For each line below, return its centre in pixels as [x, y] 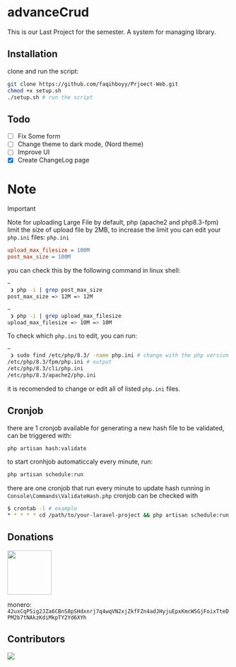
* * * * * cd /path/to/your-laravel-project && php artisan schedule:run [118, 515]
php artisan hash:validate [47, 448]
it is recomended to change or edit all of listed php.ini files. [94, 389]
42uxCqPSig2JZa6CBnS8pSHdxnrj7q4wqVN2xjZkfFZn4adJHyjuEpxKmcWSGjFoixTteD [118, 611]
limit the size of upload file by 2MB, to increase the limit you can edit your [114, 230]
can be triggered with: [40, 435]
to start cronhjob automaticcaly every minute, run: [80, 462]
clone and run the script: [43, 71]
